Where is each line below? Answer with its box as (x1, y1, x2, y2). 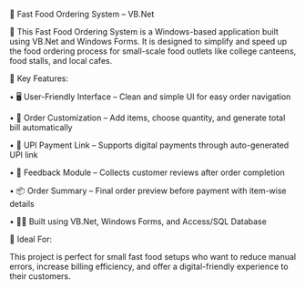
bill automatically (9, 122, 73, 132)
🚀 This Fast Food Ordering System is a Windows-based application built (9, 26, 280, 36)
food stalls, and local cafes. (9, 56, 113, 66)
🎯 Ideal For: (9, 233, 53, 244)
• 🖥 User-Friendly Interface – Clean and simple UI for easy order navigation (9, 91, 291, 102)
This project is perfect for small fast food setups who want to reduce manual (9, 252, 297, 262)
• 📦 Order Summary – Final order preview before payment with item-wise (9, 185, 287, 196)
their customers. (9, 271, 71, 282)
